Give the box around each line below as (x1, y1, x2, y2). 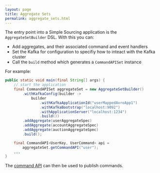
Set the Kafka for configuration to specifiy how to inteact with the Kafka (12, 49, 156, 55)
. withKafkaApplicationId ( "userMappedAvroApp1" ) (39, 100, 138, 105)
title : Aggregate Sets (5, 12, 51, 16)
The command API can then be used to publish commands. (5, 163, 124, 169)
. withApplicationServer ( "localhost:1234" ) (39, 109, 127, 114)
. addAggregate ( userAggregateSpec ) (22, 118, 92, 123)
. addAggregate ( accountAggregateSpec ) (22, 123, 98, 128)
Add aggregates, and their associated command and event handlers (12, 44, 148, 50)
